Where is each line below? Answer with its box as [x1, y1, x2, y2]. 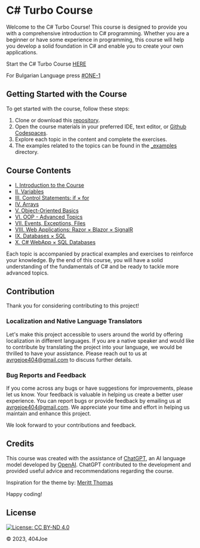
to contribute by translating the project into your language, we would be [6, 343, 183, 350]
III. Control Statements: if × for [14, 194, 90, 201]
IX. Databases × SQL [14, 232, 66, 239]
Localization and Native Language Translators [6, 317, 143, 325]
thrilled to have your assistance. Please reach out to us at [6, 350, 147, 357]
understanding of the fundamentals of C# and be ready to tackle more [6, 263, 179, 270]
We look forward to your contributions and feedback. [6, 421, 137, 429]
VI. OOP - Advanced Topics [14, 213, 83, 220]
